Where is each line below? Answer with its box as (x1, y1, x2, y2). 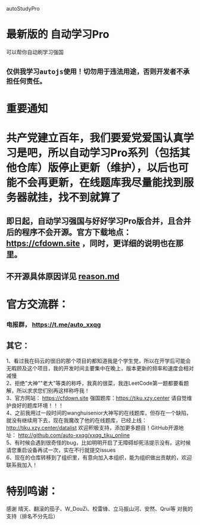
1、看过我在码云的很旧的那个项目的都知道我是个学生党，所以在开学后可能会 (6, 357, 191, 364)
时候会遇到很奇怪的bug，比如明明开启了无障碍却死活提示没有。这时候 (20, 439, 191, 447)
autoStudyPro (6, 5, 40, 12)
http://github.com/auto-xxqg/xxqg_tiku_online (17, 432, 130, 439)
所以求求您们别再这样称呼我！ (16, 387, 90, 394)
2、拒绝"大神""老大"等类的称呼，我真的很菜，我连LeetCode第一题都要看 (6, 380, 184, 387)
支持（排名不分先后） (6, 513, 58, 520)
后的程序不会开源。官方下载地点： (6, 227, 132, 237)
